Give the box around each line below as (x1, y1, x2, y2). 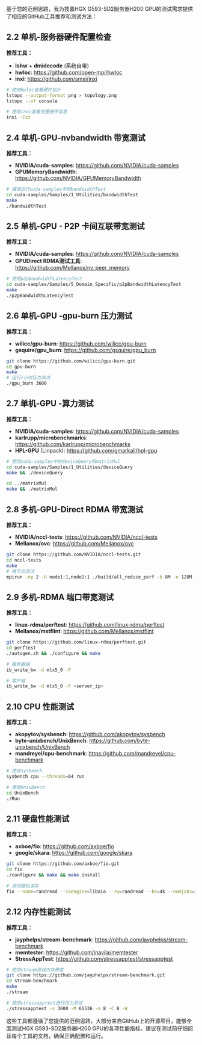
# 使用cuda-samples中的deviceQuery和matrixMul (6, 458, 120, 465)
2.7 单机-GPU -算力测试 (6, 398, 94, 409)
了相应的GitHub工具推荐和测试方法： (6, 13, 97, 20)
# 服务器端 (6, 661, 30, 667)
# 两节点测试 (6, 568, 34, 574)
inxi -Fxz (6, 114, 31, 120)
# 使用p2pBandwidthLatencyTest (6, 276, 83, 282)
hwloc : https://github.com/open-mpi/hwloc (14, 69, 123, 76)
